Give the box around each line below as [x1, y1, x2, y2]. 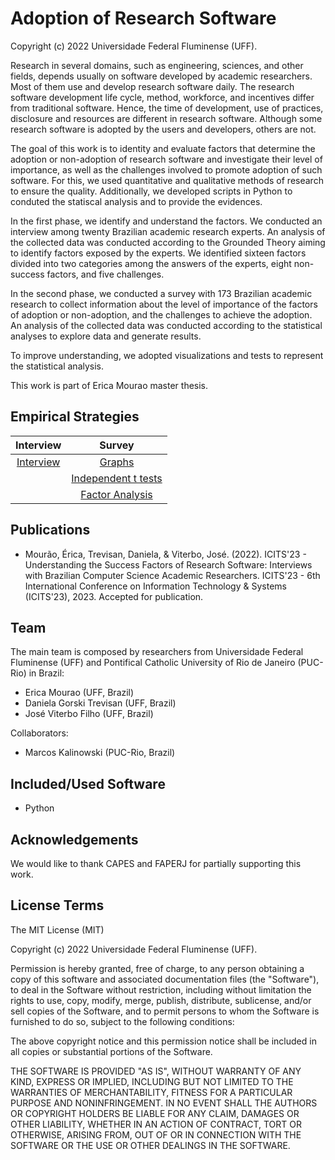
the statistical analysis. [10, 360, 105, 372]
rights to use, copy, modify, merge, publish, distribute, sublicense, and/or [10, 994, 312, 1006]
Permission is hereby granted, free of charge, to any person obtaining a [10, 962, 305, 974]
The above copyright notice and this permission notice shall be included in [10, 1035, 317, 1047]
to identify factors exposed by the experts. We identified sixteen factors [10, 247, 307, 259]
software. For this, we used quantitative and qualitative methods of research [10, 174, 324, 186]
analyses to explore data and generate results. [10, 330, 202, 342]
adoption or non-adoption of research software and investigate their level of [10, 153, 323, 165]
